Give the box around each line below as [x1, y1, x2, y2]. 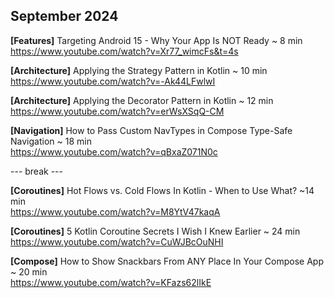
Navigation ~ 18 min [10, 135, 92, 147]
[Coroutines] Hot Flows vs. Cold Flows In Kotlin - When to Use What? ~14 [10, 184, 315, 196]
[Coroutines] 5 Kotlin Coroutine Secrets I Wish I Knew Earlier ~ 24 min [10, 225, 301, 237]
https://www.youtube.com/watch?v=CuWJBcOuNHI [10, 235, 224, 248]
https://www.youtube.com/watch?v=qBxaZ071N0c [10, 145, 218, 158]
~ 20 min [10, 265, 48, 278]
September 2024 [10, 8, 119, 25]
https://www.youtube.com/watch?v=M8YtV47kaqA [10, 205, 221, 218]
